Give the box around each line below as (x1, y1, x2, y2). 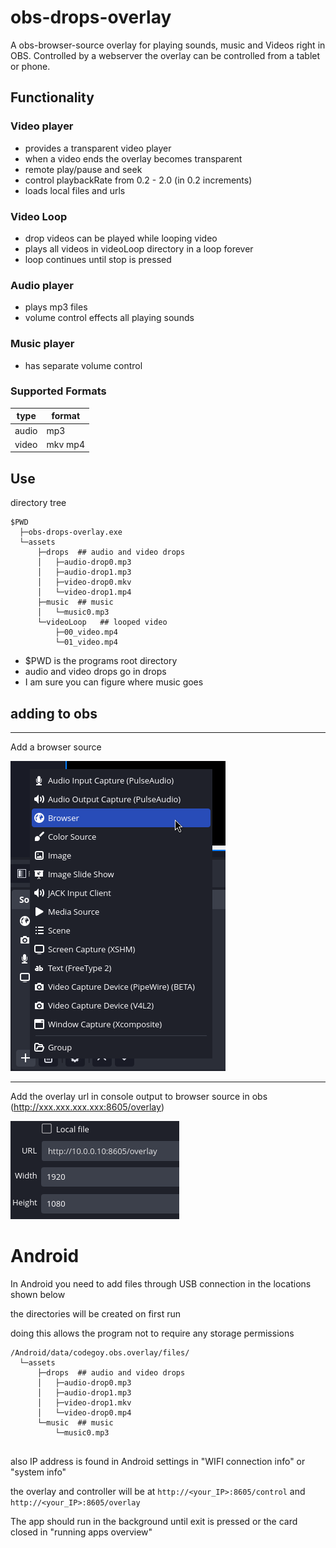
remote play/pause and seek (24, 163, 143, 175)
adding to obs (10, 705, 98, 722)
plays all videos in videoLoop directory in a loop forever (24, 242, 254, 255)
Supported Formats (10, 384, 107, 398)
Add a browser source (10, 741, 102, 753)
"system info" (10, 1466, 67, 1478)
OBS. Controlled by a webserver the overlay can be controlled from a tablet (10, 49, 321, 61)
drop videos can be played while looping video (24, 232, 218, 244)
